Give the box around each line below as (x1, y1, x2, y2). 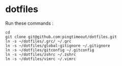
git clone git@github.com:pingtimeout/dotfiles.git (5, 34, 117, 39)
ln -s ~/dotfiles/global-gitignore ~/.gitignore (5, 43, 110, 48)
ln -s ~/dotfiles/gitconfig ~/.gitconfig (5, 47, 95, 52)
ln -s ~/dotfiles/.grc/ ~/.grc (5, 39, 72, 44)
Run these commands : (5, 20, 53, 26)
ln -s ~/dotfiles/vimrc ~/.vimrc (5, 56, 76, 61)
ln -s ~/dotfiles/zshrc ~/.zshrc (5, 52, 76, 57)
